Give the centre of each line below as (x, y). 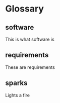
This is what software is (30, 39)
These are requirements (30, 67)
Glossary (25, 9)
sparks (16, 83)
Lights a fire (18, 95)
